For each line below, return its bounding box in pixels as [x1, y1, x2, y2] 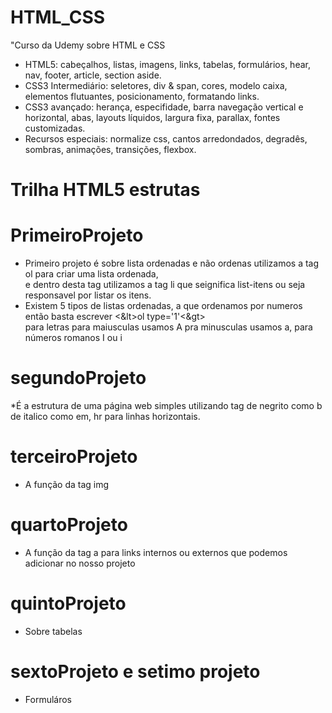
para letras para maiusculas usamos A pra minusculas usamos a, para [24, 321, 313, 333]
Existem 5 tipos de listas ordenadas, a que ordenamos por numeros [24, 300, 303, 312]
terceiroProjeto [10, 446, 138, 468]
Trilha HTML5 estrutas [10, 179, 201, 201]
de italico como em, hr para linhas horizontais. [10, 411, 201, 422]
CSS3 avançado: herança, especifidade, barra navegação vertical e [24, 101, 304, 113]
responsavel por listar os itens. [24, 289, 152, 301]
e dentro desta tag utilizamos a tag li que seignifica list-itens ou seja [24, 279, 306, 291]
